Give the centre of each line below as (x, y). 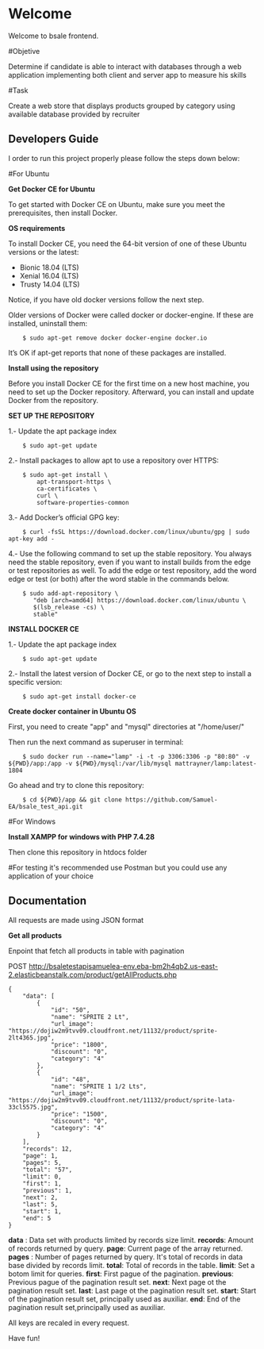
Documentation (48, 901)
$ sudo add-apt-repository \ (71, 593)
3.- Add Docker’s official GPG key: (64, 517)
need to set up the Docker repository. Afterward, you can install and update (131, 392)
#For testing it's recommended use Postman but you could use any (118, 867)
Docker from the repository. (54, 400)
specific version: (35, 682)
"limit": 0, (42, 1176)
